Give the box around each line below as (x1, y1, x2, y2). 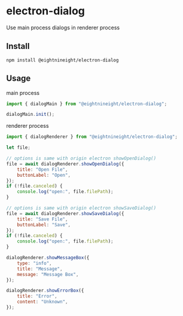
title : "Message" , (17, 266, 63, 272)
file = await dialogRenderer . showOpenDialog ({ (6, 161, 124, 167)
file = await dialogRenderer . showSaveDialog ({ (6, 210, 124, 216)
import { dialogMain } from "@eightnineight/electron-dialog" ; (6, 100, 167, 107)
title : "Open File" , (17, 166, 68, 173)
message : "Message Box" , (17, 271, 79, 277)
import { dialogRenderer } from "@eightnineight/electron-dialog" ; (6, 134, 178, 140)
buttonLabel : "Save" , (17, 222, 71, 228)
